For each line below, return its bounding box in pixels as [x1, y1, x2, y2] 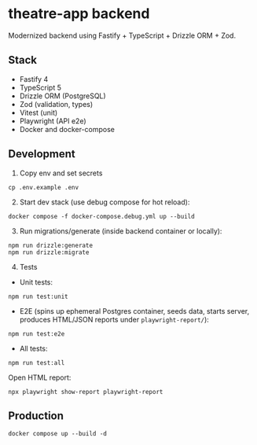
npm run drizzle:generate [8, 241, 93, 249]
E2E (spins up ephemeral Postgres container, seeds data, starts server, [19, 306, 250, 315]
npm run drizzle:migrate [8, 248, 90, 256]
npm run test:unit [8, 292, 68, 300]
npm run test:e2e [8, 329, 65, 338]
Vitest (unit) [19, 108, 58, 117]
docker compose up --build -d [8, 430, 108, 438]
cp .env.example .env [8, 183, 79, 191]
